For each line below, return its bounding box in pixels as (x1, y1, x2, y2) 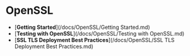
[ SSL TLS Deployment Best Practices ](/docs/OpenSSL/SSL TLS (14, 36, 175, 43)
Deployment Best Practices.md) (14, 43, 94, 50)
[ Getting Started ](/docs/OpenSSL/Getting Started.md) (14, 23, 150, 31)
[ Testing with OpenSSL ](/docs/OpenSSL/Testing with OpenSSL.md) (14, 30, 185, 37)
